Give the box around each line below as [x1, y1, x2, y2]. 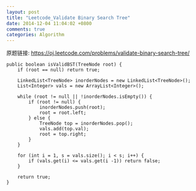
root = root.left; [39, 110, 87, 116]
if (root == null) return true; [17, 67, 100, 73]
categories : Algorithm [6, 32, 65, 38]
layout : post [6, 9, 40, 15]
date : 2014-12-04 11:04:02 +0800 [6, 20, 92, 26]
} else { [28, 115, 51, 121]
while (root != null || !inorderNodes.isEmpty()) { [17, 94, 152, 100]
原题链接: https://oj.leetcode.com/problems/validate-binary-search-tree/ [6, 50, 190, 57]
